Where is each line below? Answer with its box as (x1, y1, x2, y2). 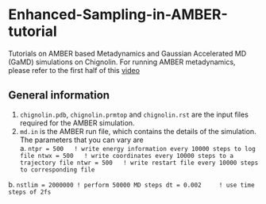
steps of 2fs (8, 188, 52, 196)
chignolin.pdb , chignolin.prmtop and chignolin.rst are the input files (19, 110, 249, 119)
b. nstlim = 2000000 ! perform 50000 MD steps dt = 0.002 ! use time (8, 179, 256, 189)
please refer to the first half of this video (8, 65, 141, 75)
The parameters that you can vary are (19, 135, 145, 144)
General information (8, 89, 110, 102)
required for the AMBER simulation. (19, 117, 135, 128)
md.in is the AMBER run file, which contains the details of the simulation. (19, 126, 256, 136)
